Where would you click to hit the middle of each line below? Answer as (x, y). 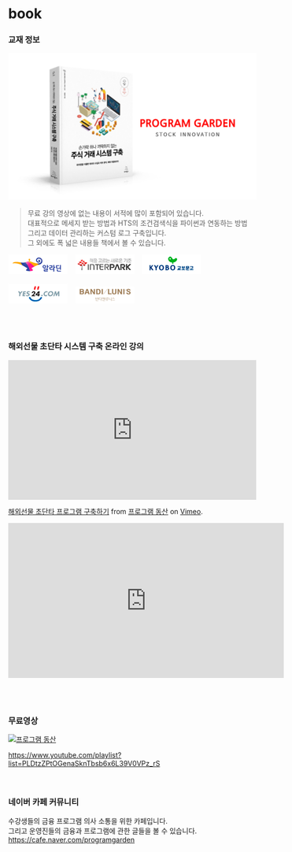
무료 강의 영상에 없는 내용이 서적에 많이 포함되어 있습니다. (116, 213)
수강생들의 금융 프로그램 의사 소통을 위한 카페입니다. (88, 821)
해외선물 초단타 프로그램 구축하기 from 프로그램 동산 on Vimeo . (105, 512)
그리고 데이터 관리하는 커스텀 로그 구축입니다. (97, 233)
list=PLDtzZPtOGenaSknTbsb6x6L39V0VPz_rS (84, 764)
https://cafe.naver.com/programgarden (72, 839)
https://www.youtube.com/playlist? (65, 755)
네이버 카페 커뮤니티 (44, 802)
